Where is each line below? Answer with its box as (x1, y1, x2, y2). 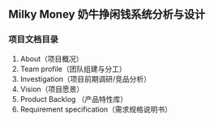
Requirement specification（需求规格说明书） (19, 104, 173, 114)
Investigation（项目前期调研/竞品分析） (19, 74, 152, 83)
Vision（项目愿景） (19, 84, 84, 94)
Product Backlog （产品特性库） (19, 94, 128, 103)
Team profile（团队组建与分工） (19, 64, 127, 74)
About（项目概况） (19, 53, 83, 63)
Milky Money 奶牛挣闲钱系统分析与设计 (8, 7, 206, 22)
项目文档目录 (8, 34, 59, 45)
